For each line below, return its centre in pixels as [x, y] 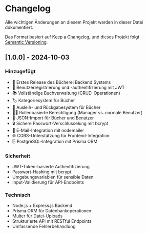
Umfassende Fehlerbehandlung [44, 227]
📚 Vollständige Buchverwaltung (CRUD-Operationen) [66, 93]
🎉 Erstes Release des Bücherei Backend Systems [62, 82]
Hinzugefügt [20, 72]
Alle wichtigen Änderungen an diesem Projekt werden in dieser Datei [74, 22]
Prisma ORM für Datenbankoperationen [52, 211]
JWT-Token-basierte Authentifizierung [51, 166]
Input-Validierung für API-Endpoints [48, 182]
